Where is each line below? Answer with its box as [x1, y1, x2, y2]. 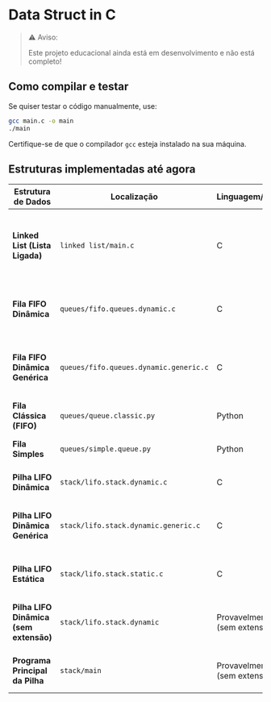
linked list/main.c [60, 241, 135, 251]
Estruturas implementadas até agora [8, 162, 196, 176]
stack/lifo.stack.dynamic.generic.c [60, 521, 201, 530]
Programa [12, 655, 51, 667]
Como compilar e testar [8, 80, 129, 93]
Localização [110, 191, 159, 202]
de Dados [13, 196, 51, 207]
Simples [12, 449, 44, 460]
